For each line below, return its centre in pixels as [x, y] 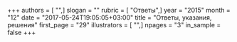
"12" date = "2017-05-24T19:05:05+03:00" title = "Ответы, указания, [110, 17]
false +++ [22, 32]
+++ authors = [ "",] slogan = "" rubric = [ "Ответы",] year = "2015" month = [119, 10]
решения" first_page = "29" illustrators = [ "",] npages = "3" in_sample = [114, 25]
